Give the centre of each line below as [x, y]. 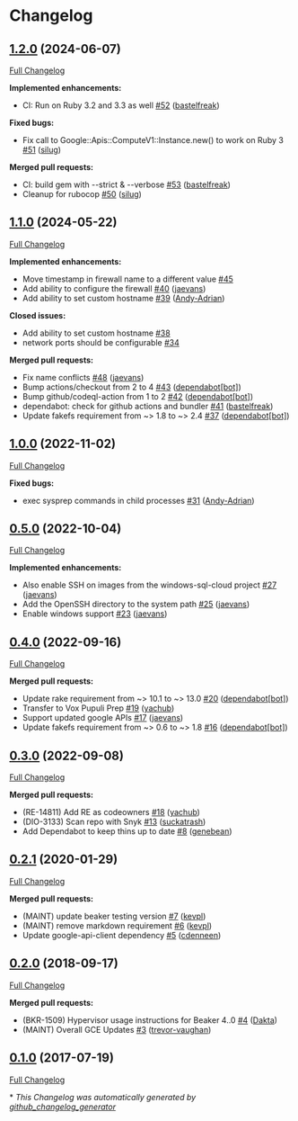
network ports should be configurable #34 [101, 342]
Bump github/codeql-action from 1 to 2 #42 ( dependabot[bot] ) [138, 396]
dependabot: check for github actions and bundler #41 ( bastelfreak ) [148, 406]
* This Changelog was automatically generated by [103, 1097]
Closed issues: [38, 315]
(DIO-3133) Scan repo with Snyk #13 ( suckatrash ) [114, 822]
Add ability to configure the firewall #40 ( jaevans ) [114, 288]
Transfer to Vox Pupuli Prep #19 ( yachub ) [98, 708]
